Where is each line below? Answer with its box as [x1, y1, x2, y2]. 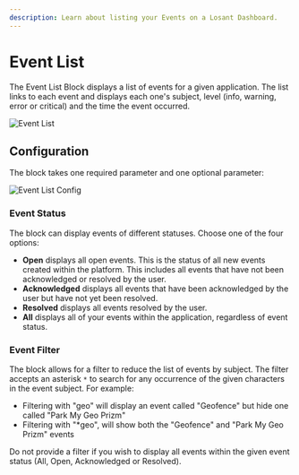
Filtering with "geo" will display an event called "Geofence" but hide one [21, 400, 289, 410]
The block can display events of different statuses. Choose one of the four [9, 228, 284, 238]
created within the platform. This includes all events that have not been [21, 263, 285, 274]
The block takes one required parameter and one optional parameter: [9, 168, 264, 178]
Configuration [9, 143, 90, 159]
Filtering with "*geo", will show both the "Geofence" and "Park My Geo [21, 419, 284, 430]
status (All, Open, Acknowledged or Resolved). [9, 455, 182, 466]
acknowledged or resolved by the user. [21, 273, 167, 284]
